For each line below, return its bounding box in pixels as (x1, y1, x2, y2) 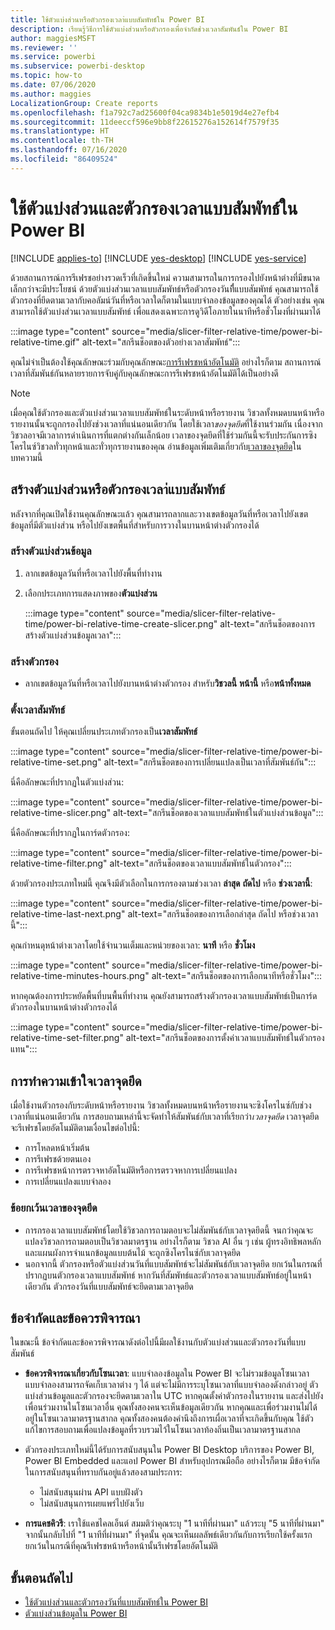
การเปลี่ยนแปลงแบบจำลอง (24, 1176, 112, 1188)
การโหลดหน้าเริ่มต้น (24, 1142, 90, 1154)
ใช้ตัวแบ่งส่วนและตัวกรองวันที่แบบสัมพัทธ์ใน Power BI (24, 1596, 208, 1608)
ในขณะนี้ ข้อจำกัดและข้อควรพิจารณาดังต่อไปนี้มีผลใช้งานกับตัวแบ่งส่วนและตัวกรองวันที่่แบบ (10, 1336, 307, 1348)
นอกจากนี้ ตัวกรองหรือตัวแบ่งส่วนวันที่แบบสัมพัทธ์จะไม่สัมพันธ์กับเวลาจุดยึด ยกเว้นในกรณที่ (24, 1257, 323, 1270)
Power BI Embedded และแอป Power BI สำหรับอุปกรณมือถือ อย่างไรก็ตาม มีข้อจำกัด (24, 1455, 320, 1467)
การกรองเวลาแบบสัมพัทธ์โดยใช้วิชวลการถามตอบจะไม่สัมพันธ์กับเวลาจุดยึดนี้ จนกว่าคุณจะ (24, 1224, 314, 1236)
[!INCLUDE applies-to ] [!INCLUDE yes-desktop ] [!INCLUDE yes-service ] (10, 252, 307, 264)
